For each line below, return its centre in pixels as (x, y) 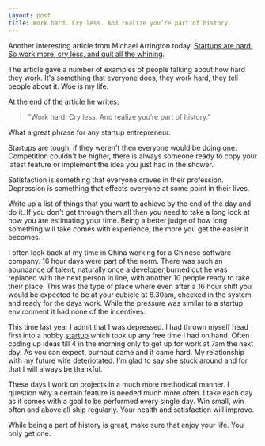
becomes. (25, 237)
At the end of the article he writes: (64, 101)
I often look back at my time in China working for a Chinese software (120, 252)
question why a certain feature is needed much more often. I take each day (131, 392)
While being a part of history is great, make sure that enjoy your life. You (126, 425)
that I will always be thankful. (55, 368)
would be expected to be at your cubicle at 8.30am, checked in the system (130, 295)
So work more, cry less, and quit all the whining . (87, 54)
